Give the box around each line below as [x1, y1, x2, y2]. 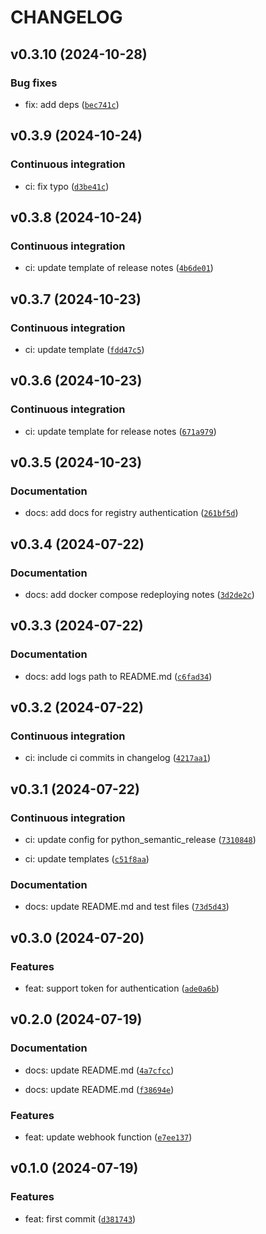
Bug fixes [10, 76, 58, 90]
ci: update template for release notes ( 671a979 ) [24, 425, 217, 437]
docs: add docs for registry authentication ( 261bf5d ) [24, 507, 239, 519]
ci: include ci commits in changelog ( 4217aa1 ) [24, 752, 211, 764]
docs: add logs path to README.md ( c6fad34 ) [24, 670, 213, 682]
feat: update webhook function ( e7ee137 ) [24, 1131, 193, 1143]
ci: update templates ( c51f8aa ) [24, 853, 150, 865]
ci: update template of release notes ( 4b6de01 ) [24, 262, 214, 274]
